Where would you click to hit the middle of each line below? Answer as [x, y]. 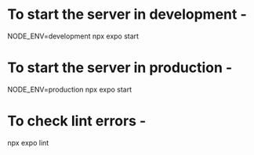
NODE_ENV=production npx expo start [70, 89]
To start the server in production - [120, 68]
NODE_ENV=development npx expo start [73, 36]
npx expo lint [28, 142]
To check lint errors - [77, 121]
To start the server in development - [127, 14]
